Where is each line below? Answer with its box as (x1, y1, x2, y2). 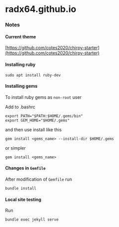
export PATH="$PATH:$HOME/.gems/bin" (5, 113, 83, 118)
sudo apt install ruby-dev (5, 72, 61, 78)
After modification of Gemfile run (5, 176, 72, 182)
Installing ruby (5, 61, 36, 67)
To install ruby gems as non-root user (5, 94, 82, 100)
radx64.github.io (5, 3, 76, 15)
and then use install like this (5, 126, 62, 133)
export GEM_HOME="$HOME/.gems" (5, 118, 70, 123)
